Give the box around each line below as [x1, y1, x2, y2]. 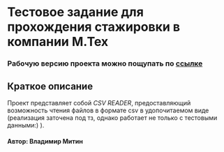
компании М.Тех [7, 34, 109, 50]
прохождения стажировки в [7, 19, 180, 35]
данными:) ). [7, 121, 45, 129]
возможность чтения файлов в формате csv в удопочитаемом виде [7, 106, 209, 114]
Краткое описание [7, 80, 93, 92]
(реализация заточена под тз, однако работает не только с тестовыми [7, 113, 218, 122]
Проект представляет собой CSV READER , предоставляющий [7, 98, 191, 107]
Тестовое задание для [7, 4, 144, 20]
